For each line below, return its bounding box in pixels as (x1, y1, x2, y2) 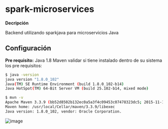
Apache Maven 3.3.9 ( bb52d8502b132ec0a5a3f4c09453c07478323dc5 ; (5, 100, 142, 105)
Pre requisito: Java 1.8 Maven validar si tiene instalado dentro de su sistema (5, 57, 162, 63)
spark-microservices (5, 3, 94, 15)
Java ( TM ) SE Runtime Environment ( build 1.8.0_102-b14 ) (5, 81, 124, 87)
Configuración (5, 44, 51, 53)
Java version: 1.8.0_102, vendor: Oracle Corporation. (5, 109, 122, 114)
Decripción (5, 20, 29, 26)
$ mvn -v (5, 95, 23, 100)
